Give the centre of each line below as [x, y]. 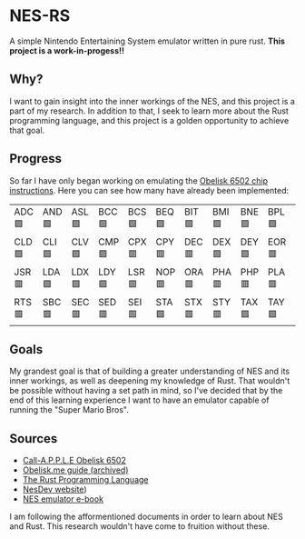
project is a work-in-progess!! [67, 50]
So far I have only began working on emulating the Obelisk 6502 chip [138, 180]
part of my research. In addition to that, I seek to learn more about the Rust [149, 111]
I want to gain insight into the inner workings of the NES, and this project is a [152, 101]
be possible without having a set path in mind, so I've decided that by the [146, 391]
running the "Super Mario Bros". [69, 410]
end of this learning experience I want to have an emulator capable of [139, 400]
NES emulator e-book [63, 499]
